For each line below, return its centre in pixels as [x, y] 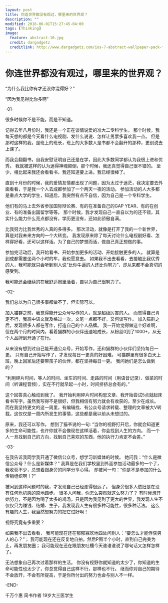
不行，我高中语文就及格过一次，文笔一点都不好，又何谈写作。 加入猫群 [82, 319]
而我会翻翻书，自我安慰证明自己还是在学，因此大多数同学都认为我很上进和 [82, 159]
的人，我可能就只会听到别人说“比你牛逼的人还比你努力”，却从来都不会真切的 [84, 265]
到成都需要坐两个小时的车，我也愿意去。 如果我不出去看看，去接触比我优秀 [82, 258]
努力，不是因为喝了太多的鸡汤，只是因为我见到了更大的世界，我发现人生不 [86, 499]
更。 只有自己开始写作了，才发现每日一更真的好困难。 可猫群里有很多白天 [81, 354]
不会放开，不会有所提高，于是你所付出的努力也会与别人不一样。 [71, 575]
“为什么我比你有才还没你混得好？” [40, 88]
